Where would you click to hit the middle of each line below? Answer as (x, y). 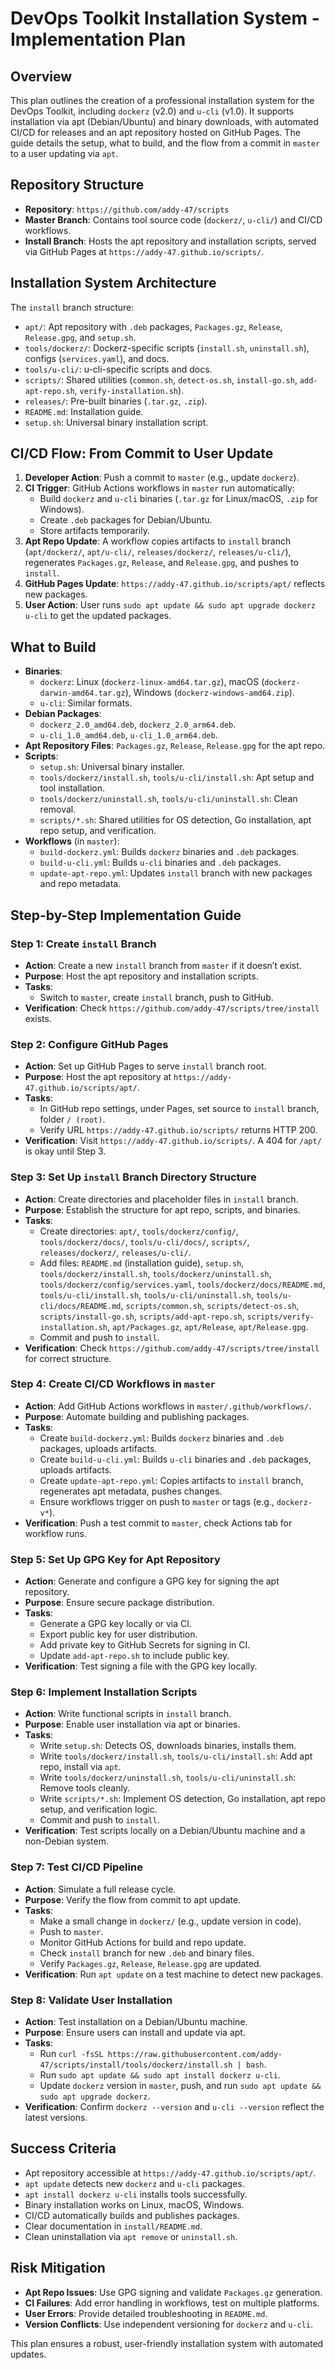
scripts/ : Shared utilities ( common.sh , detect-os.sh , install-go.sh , (161, 379)
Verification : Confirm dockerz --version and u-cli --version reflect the (174, 2107)
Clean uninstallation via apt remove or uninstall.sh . (131, 2236)
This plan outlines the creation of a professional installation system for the (162, 100)
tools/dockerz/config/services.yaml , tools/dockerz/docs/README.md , (182, 1284)
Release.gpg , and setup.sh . (80, 337)
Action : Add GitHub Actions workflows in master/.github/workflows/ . (168, 1406)
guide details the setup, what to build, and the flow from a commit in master (165, 143)
